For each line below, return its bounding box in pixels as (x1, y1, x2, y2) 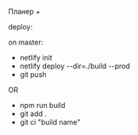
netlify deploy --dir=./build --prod (19, 61, 131, 71)
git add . (19, 109, 48, 118)
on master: (8, 37, 44, 47)
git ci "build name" (19, 118, 81, 126)
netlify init (19, 53, 53, 62)
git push (19, 70, 47, 79)
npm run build (19, 101, 66, 110)
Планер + (8, 7, 41, 16)
